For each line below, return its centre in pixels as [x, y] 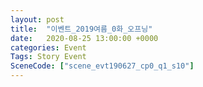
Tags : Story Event [48, 57]
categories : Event [48, 47]
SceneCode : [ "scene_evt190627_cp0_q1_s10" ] [102, 66]
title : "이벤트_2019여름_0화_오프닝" [81, 29]
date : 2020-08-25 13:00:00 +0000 [84, 38]
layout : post [37, 19]
